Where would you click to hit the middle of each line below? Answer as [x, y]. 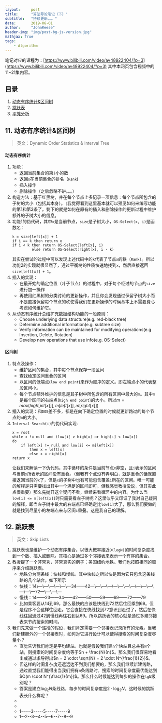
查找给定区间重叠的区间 [43, 376]
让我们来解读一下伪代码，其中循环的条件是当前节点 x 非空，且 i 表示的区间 [84, 467]
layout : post [22, 9]
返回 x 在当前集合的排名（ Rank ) [49, 179]
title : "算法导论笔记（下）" [37, 14]
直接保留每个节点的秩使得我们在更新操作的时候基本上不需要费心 [91, 302]
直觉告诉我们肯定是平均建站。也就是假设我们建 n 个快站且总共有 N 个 [85, 646]
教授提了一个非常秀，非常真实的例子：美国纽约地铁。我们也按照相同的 [82, 562]
